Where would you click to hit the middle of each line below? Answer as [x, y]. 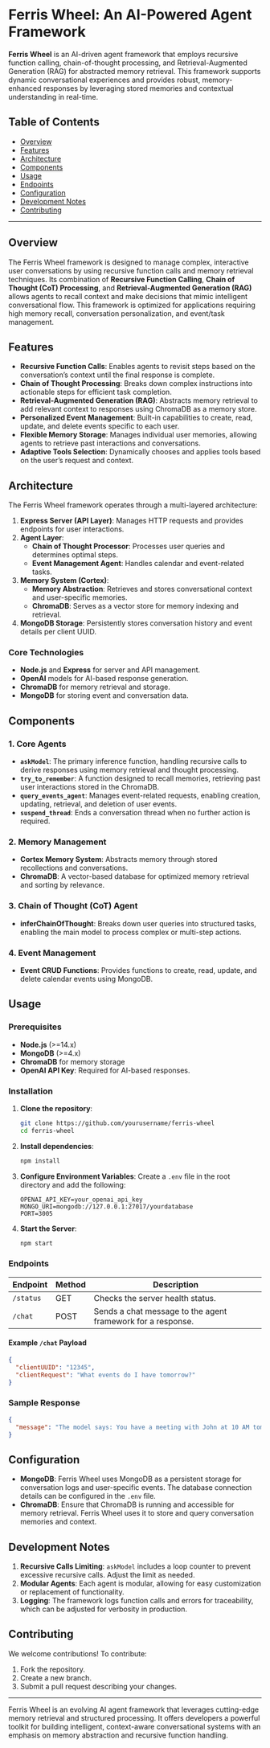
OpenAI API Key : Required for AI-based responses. [105, 1070]
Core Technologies [46, 653]
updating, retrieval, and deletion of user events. [98, 804]
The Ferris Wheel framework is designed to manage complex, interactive [129, 262]
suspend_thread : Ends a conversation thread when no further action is [135, 813]
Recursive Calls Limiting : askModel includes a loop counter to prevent [135, 1566]
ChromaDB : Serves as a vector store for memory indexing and [135, 606]
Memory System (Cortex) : [64, 581]
